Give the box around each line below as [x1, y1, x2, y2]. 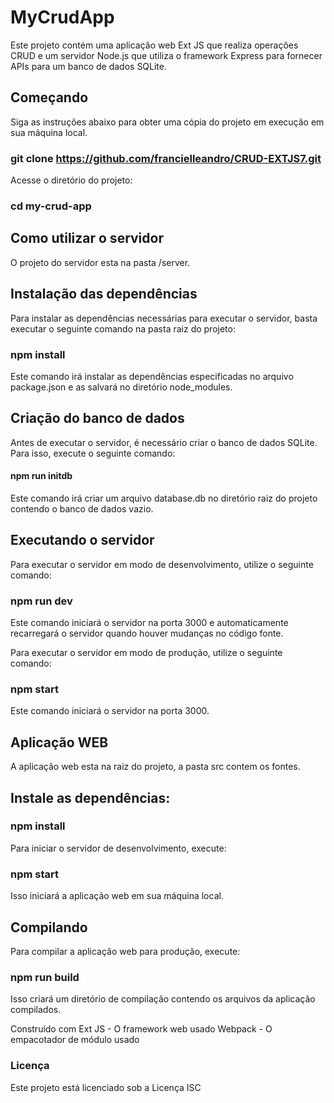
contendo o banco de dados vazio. [10, 502, 154, 515]
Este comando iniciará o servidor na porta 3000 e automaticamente [10, 617, 289, 629]
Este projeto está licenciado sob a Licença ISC [10, 1081, 202, 1093]
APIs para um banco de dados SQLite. [10, 60, 168, 72]
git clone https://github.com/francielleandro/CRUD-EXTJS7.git [10, 151, 322, 165]
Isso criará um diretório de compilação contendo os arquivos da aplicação [10, 993, 316, 1005]
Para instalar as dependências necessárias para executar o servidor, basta [10, 312, 318, 324]
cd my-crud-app [10, 199, 92, 213]
